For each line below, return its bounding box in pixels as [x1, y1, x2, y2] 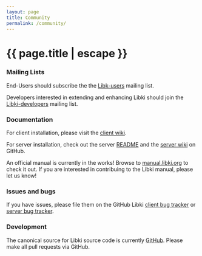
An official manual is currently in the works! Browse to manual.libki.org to [6, 159, 189, 167]
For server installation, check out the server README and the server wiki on [6, 141, 196, 148]
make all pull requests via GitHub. [6, 243, 90, 250]
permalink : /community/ [6, 20, 67, 26]
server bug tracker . [6, 207, 55, 215]
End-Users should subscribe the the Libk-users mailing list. [6, 81, 155, 89]
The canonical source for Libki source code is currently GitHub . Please [6, 237, 183, 244]
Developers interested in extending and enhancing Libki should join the [6, 94, 184, 101]
